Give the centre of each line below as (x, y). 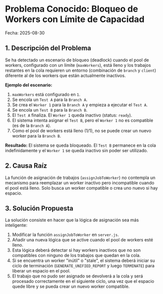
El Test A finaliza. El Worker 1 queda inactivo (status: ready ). (72, 115)
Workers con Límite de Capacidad (75, 19)
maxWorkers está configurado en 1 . (46, 94)
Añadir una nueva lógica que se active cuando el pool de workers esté (82, 240)
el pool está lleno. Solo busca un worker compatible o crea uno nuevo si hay (81, 188)
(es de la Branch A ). (31, 125)
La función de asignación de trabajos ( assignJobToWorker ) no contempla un (80, 177)
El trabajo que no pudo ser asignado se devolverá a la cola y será (78, 276)
